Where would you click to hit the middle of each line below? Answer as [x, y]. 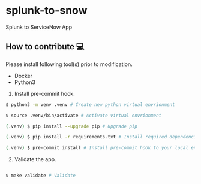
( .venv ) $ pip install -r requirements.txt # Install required [86, 137]
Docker [23, 76]
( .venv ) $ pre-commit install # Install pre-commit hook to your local [97, 148]
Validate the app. [35, 159]
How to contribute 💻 [45, 46]
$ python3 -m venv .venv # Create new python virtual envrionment [90, 105]
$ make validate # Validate [41, 176]
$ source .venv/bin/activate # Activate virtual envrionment [84, 115]
